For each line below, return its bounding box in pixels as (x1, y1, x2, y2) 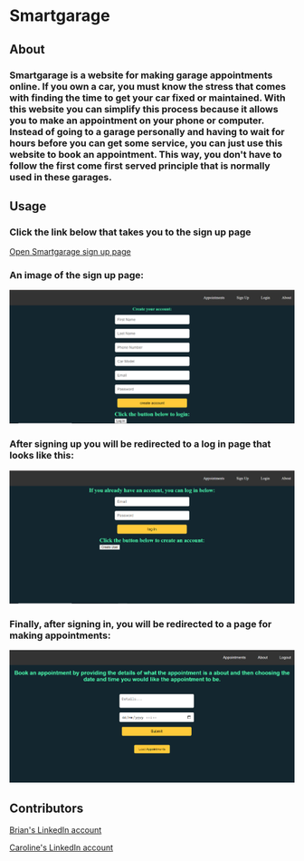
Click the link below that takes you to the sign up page (9, 226, 252, 238)
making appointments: (9, 629, 111, 642)
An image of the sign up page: (9, 269, 145, 282)
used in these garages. (9, 170, 112, 183)
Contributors (9, 800, 84, 816)
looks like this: (9, 450, 74, 462)
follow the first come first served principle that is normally (9, 160, 271, 172)
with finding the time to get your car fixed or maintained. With (9, 92, 286, 104)
